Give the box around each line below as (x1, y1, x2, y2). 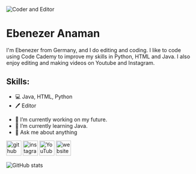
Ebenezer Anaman (6, 27, 100, 40)
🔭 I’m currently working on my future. (14, 116, 108, 123)
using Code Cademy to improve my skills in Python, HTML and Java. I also (6, 53, 191, 60)
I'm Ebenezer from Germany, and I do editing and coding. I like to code (6, 46, 182, 53)
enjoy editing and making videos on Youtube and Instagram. (6, 59, 155, 66)
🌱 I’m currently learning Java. (14, 122, 88, 129)
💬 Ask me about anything (14, 128, 78, 136)
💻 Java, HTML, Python (14, 93, 73, 100)
